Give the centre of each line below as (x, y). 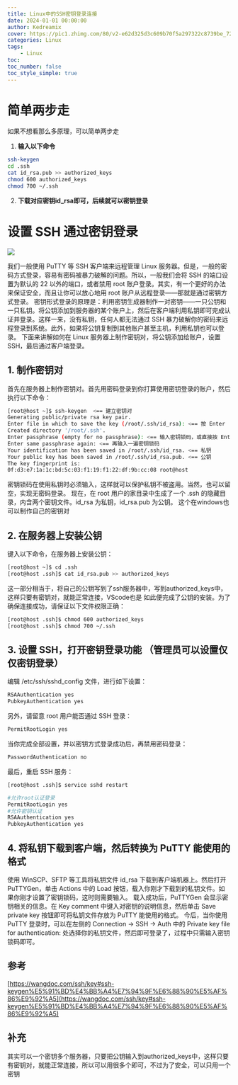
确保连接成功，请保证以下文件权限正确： (66, 606)
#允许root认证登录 (31, 797)
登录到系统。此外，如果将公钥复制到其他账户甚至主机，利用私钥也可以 (115, 328)
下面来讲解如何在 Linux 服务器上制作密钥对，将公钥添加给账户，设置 (121, 336)
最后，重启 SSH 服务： (40, 771)
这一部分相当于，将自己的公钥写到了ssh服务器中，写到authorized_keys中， (117, 588)
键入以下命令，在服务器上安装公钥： (60, 554)
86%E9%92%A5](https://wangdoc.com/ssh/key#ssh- (87, 999)
